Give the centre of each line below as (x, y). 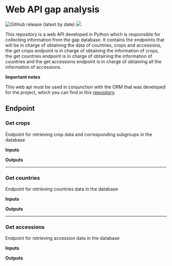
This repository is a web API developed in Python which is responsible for (83, 34)
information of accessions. (33, 67)
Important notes (23, 77)
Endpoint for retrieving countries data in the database (62, 189)
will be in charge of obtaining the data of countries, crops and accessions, (83, 45)
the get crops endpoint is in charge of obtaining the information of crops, (82, 50)
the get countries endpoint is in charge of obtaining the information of (79, 56)
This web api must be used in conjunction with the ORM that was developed (85, 87)
